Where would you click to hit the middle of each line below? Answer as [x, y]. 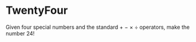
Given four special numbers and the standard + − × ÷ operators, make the [98, 27]
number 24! [20, 33]
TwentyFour [37, 10]
